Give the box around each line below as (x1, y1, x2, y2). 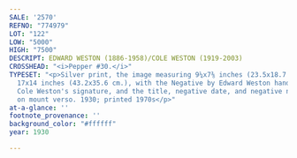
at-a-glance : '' (9, 103, 69, 112)
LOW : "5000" (9, 37, 53, 47)
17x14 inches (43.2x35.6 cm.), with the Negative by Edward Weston (17, 79, 271, 87)
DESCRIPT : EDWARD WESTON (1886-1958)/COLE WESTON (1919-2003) (9, 54, 243, 63)
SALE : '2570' (9, 12, 57, 22)
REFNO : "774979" (9, 21, 69, 30)
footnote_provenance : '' (9, 111, 101, 120)
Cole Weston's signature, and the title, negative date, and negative (17, 87, 283, 95)
